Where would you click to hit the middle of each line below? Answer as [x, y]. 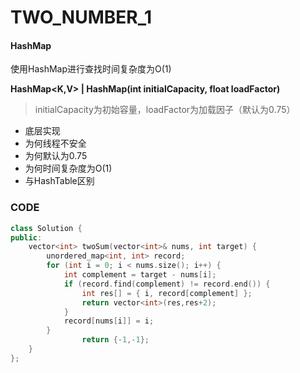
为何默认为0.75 [56, 156]
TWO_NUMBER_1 [81, 17]
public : [26, 237]
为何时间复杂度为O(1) [68, 168]
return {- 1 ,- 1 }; [115, 340]
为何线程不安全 [55, 143]
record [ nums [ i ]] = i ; [109, 321]
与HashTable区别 [59, 181]
